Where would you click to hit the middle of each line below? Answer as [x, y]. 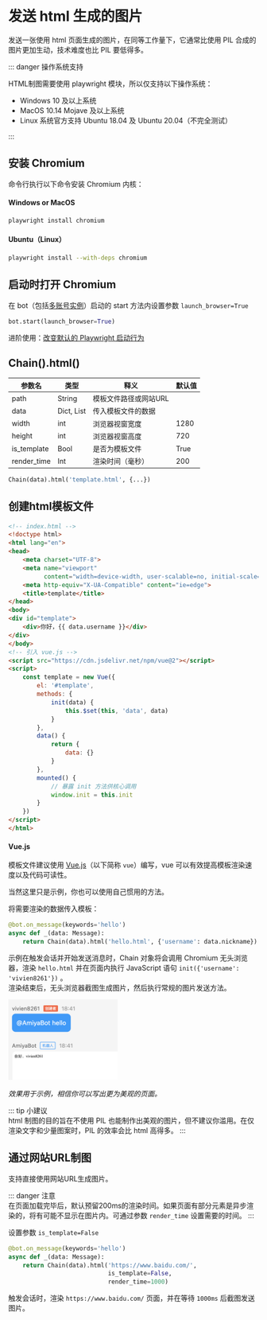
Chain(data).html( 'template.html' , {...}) [79, 479]
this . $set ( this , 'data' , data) [117, 711]
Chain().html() [44, 363]
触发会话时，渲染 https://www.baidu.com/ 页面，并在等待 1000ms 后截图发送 [132, 1299]
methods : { [55, 694]
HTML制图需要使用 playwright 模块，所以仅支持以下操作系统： [110, 84]
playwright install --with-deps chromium [78, 258]
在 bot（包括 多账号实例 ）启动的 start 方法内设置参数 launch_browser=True [128, 305]
